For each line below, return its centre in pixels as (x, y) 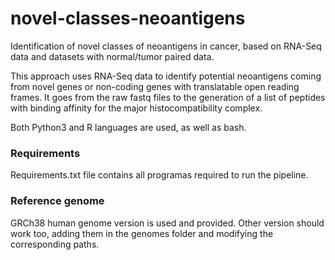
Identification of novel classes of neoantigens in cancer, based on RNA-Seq (166, 46)
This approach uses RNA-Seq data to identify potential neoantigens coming (166, 76)
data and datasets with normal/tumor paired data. (112, 56)
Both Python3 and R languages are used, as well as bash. (128, 127)
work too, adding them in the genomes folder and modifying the (142, 233)
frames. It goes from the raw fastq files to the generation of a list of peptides (168, 97)
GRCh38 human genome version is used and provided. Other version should (167, 223)
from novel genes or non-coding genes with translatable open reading (155, 86)
